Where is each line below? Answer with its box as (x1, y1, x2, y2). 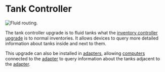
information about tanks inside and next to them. (5, 40, 106, 46)
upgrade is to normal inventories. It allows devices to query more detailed (5, 35, 158, 41)
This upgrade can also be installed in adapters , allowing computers (5, 50, 145, 56)
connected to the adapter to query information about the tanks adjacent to (5, 55, 160, 61)
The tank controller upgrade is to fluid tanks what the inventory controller (5, 29, 158, 35)
